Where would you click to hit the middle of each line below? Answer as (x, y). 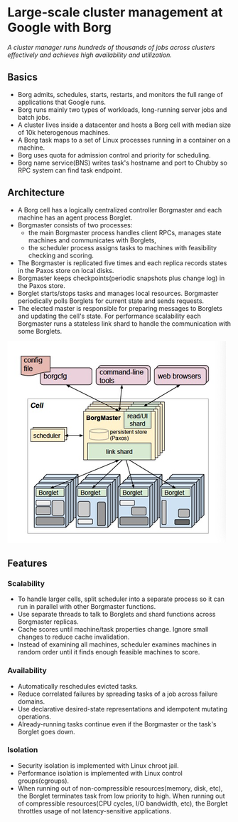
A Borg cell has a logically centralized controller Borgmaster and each (120, 210)
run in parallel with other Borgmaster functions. (87, 607)
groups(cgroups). (43, 781)
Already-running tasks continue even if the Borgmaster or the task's (117, 724)
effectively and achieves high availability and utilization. (90, 55)
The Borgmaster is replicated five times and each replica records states (122, 263)
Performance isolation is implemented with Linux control (100, 773)
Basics (22, 77)
